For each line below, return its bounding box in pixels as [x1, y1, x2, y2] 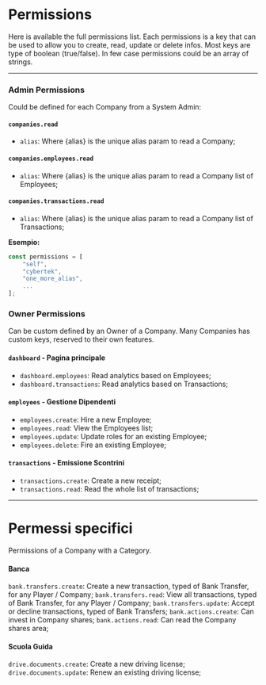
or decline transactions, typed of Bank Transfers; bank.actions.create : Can [8, 607, 255, 616]
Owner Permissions [8, 308, 85, 320]
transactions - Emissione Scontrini [8, 458, 125, 468]
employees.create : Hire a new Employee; [19, 415, 152, 424]
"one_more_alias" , [22, 275, 83, 283]
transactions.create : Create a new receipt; [19, 476, 162, 485]
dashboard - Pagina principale [8, 353, 105, 362]
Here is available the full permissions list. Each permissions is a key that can [8, 32, 256, 41]
